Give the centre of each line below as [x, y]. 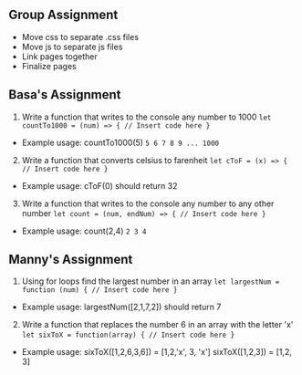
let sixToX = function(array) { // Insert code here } [128, 335]
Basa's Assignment [65, 95]
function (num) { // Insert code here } [99, 290]
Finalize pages [49, 66]
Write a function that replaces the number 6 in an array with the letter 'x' [157, 325]
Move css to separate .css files [80, 36]
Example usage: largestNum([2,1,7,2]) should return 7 [121, 307]
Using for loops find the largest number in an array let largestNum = [151, 281]
